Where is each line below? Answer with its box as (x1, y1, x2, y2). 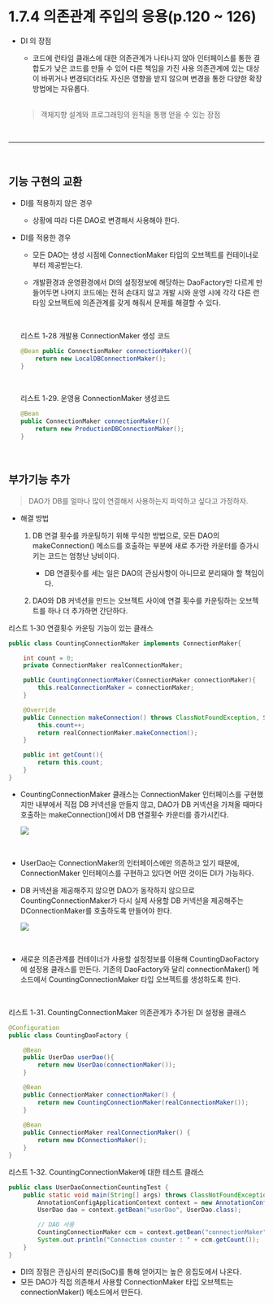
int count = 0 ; (23, 654, 75, 662)
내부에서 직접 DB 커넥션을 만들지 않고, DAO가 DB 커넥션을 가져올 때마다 (35, 799, 262, 809)
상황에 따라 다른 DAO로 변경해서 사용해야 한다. (32, 215, 180, 225)
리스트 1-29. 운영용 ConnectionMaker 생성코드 (19, 394, 171, 403)
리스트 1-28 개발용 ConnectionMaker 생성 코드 (19, 330, 171, 340)
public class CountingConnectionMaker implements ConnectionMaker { (8, 639, 242, 648)
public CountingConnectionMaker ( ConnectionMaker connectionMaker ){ (23, 676, 256, 684)
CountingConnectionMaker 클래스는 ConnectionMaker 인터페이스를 (19, 789, 242, 799)
